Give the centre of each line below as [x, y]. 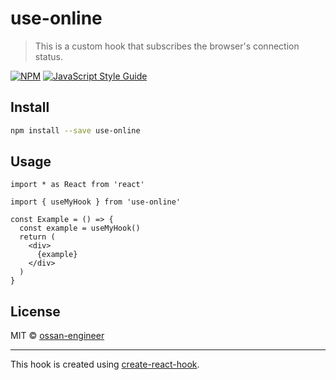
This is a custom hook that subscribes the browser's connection [167, 46]
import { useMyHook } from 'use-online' [96, 202]
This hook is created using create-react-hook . [105, 364]
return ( [37, 237]
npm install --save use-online [75, 130]
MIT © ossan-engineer [57, 336]
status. [48, 56]
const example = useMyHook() [80, 228]
